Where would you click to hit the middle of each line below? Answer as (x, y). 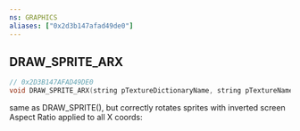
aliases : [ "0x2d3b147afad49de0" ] (71, 26)
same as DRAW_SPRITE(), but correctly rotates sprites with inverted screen (147, 108)
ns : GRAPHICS (33, 17)
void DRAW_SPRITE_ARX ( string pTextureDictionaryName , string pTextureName (151, 91)
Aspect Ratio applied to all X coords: (76, 118)
